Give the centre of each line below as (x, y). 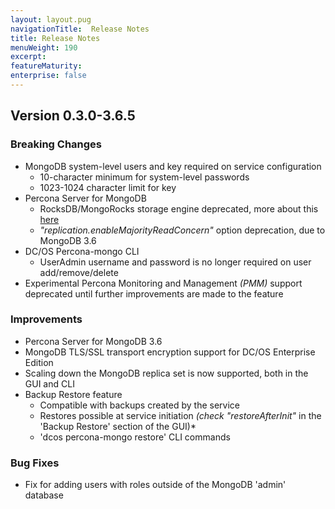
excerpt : (28, 57)
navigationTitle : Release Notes (80, 29)
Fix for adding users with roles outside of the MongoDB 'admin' (155, 485)
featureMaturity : (46, 66)
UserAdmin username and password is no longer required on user (175, 262)
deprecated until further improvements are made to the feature (154, 293)
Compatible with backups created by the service (139, 405)
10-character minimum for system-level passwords (144, 177)
